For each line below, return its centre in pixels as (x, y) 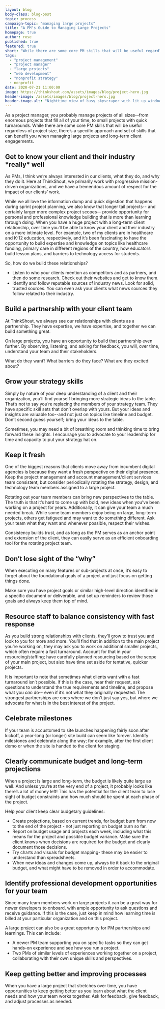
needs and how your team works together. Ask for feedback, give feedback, (82, 996)
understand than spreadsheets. (44, 857)
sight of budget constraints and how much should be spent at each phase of (82, 797)
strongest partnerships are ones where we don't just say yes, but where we (82, 698)
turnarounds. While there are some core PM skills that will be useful (73, 125)
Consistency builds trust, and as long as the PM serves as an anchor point (80, 533)
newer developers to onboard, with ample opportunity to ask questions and (81, 908)
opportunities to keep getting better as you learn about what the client (76, 991)
